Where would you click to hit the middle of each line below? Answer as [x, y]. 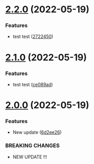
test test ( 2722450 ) [33, 36]
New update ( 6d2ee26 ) [37, 132]
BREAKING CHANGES [33, 146]
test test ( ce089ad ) [33, 84]
